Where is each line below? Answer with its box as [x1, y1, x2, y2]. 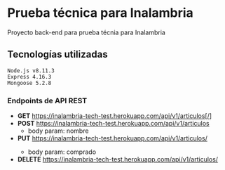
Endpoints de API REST [7, 96, 88, 105]
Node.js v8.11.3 [7, 67, 55, 74]
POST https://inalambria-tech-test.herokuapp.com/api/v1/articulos [17, 119, 210, 128]
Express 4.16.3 [7, 73, 52, 80]
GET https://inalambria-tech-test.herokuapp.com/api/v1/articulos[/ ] [17, 112, 212, 120]
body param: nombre [27, 126, 89, 135]
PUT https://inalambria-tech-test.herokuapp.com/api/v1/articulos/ [17, 134, 208, 143]
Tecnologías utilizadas [7, 48, 108, 60]
